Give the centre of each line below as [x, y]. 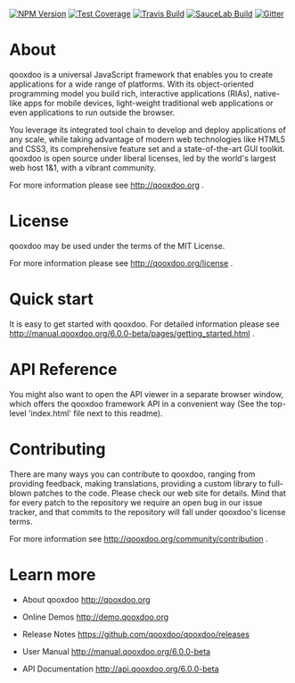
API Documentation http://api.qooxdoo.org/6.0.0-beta [121, 669]
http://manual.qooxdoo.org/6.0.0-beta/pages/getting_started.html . [132, 333]
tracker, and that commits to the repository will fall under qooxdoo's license [147, 512]
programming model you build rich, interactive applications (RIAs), [131, 93]
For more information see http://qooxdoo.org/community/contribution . [139, 538]
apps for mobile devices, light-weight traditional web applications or [148, 103]
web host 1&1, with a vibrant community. [83, 167]
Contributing [57, 449]
